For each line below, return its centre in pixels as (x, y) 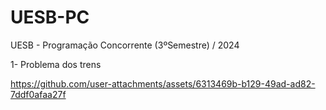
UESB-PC (50, 17)
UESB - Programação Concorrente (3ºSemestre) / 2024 (125, 45)
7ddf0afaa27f (38, 94)
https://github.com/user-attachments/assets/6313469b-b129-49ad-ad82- (163, 83)
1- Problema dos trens (56, 64)
